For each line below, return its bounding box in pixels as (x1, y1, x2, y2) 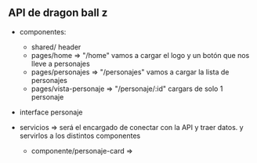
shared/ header (31, 42, 81, 52)
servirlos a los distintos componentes (19, 131, 141, 140)
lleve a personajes (31, 59, 90, 68)
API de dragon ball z (8, 6, 108, 20)
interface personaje (19, 107, 83, 117)
